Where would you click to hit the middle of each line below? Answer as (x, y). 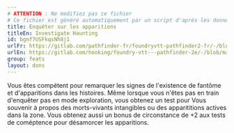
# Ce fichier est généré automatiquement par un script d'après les (109, 20)
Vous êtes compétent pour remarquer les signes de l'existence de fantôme (114, 85)
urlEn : (17, 53)
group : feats (26, 59)
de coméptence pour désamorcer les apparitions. (78, 122)
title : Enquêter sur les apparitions (62, 26)
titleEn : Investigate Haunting (53, 33)
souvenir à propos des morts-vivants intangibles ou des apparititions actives (117, 107)
